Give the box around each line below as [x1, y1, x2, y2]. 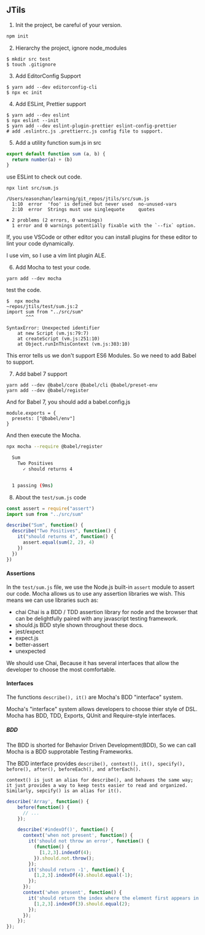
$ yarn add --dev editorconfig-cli [6, 84, 98, 90]
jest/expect [15, 628, 44, 635]
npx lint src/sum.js [6, 185, 60, 191]
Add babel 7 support [15, 371, 68, 378]
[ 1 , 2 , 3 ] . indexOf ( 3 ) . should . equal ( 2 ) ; [33, 901, 131, 907]
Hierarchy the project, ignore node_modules [15, 44, 127, 52]
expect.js [15, 634, 39, 642]
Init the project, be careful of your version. [15, 21, 122, 28]
